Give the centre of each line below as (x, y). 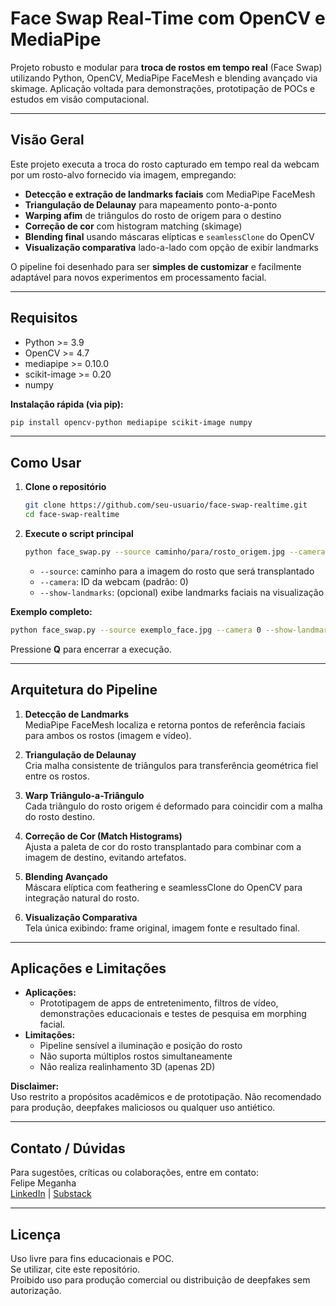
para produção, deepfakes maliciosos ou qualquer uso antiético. (143, 1108)
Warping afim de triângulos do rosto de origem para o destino (153, 215)
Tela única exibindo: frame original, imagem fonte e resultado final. (162, 928)
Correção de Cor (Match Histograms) (103, 836)
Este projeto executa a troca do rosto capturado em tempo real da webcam (165, 164)
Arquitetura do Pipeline (84, 690)
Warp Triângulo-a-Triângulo (84, 795)
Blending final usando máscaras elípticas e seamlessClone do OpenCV (169, 236)
